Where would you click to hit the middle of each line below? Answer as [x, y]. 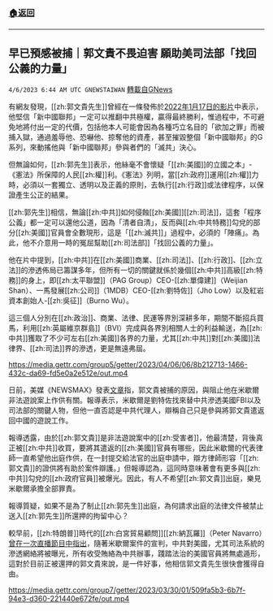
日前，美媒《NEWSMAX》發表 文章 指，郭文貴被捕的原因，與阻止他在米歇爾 [134, 390]
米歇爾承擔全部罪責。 [44, 488]
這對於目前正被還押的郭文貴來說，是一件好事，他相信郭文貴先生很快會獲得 [133, 564]
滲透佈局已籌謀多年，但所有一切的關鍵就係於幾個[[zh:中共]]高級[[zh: [142, 271]
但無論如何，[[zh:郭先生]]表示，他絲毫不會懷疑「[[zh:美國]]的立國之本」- [130, 165]
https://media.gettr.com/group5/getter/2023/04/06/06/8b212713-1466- [128, 365]
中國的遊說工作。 [44, 421]
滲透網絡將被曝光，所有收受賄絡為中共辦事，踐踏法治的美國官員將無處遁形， [136, 553]
